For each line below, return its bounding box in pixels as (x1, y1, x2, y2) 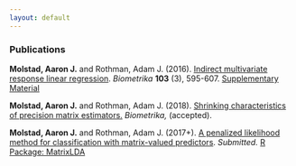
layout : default (9, 13, 70, 23)
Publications (9, 42, 66, 55)
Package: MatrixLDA (9, 146, 86, 157)
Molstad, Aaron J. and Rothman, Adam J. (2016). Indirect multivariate (9, 63, 268, 74)
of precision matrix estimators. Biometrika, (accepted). (9, 109, 212, 120)
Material (9, 82, 41, 93)
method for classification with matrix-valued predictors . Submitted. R (9, 136, 266, 147)
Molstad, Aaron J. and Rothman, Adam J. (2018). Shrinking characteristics (9, 100, 287, 111)
